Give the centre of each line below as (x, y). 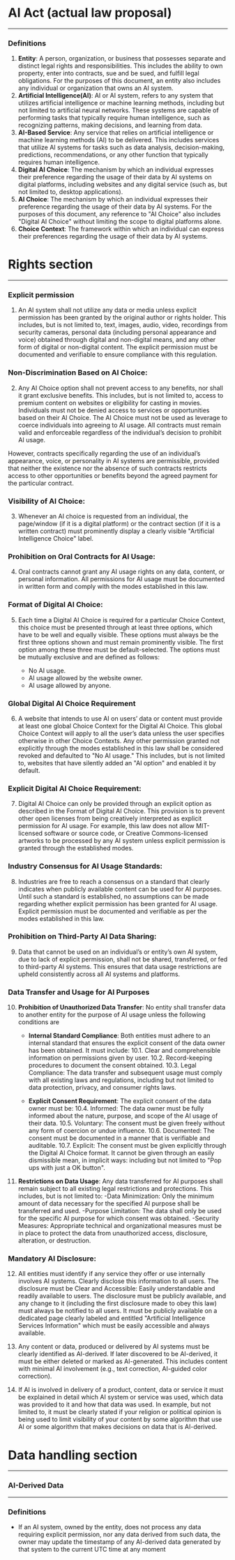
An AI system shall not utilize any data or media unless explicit (107, 310)
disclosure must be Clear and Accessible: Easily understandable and (116, 1289)
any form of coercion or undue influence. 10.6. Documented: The (121, 1131)
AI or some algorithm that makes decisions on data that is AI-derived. (117, 1427)
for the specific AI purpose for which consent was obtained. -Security (118, 1218)
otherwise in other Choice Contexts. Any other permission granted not (119, 740)
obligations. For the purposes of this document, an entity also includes (119, 81)
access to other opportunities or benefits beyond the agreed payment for (113, 475)
